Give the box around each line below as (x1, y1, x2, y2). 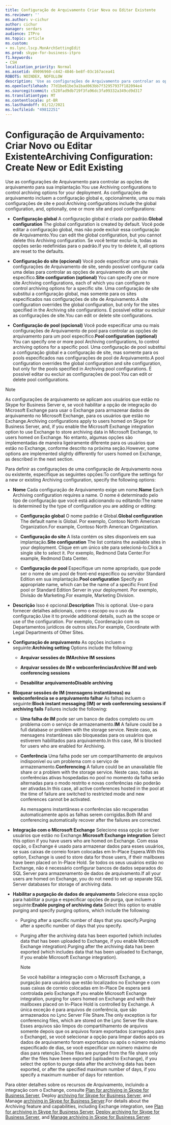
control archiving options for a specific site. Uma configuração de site (12, 285, 159, 291)
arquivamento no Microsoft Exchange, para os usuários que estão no (5, 412, 150, 419)
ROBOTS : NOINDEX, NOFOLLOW (5, 74, 63, 79)
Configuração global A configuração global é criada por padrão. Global (12, 216, 163, 222)
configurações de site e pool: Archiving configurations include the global (5, 200, 157, 206)
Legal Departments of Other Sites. (12, 629, 84, 635)
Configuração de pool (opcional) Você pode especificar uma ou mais (12, 322, 159, 328)
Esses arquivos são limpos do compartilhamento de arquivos (20, 1022, 148, 1029)
